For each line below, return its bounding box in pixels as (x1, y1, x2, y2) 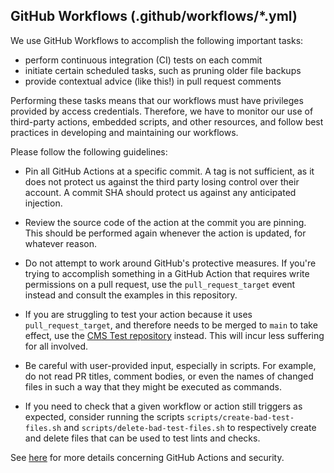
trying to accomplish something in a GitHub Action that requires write (24, 267, 310, 279)
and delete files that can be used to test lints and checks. (24, 432, 261, 444)
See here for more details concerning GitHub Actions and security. (10, 451, 285, 463)
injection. (24, 197, 63, 209)
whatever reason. (24, 237, 97, 249)
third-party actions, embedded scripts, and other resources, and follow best (10, 115, 324, 128)
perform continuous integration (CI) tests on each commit (24, 54, 263, 66)
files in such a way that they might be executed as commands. (24, 380, 282, 393)
